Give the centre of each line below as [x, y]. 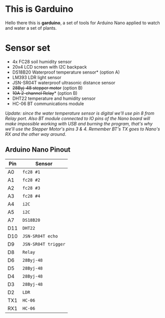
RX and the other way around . [36, 134]
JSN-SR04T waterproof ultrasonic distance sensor [64, 82]
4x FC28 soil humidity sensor [42, 61]
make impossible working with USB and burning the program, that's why [79, 123]
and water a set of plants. [31, 28]
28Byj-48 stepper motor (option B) [47, 88]
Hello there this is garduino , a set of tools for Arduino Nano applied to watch [82, 23]
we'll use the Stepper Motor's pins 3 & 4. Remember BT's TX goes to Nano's [82, 129]
